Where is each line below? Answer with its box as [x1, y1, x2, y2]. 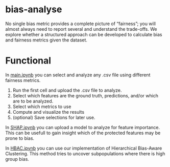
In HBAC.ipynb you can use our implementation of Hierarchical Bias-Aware [5, 145, 162, 151]
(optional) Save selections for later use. [12, 114, 95, 120]
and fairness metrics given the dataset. [5, 37, 88, 43]
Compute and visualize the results [12, 109, 85, 115]
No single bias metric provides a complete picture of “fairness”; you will [5, 20, 156, 27]
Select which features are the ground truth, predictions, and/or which [12, 92, 159, 98]
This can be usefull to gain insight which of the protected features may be [5, 130, 161, 136]
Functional [5, 55, 52, 67]
